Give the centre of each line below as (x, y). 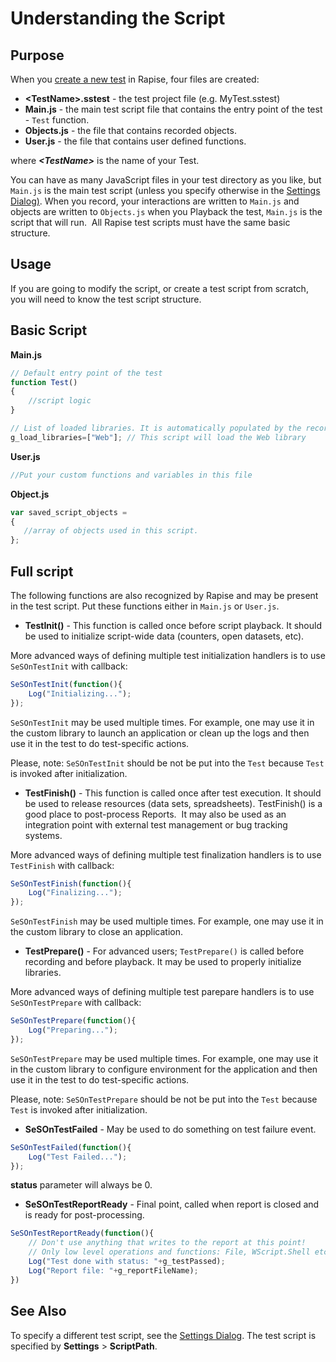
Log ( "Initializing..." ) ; (80, 693)
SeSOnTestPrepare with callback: (76, 1003)
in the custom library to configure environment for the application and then (164, 1069)
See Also (38, 1311)
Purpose (37, 55)
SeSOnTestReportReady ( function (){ (82, 1233)
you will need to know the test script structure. (106, 299)
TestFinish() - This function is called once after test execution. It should (173, 793)
